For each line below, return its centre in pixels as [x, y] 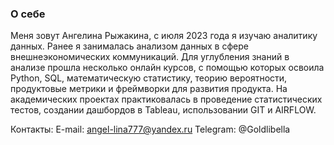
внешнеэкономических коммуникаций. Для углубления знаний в [150, 57]
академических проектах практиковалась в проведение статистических [166, 99]
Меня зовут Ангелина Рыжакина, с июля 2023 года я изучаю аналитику [164, 36]
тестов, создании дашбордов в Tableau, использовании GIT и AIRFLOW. [163, 110]
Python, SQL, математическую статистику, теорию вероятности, [149, 78]
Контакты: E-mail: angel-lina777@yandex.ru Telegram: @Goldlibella [150, 129]
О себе [28, 14]
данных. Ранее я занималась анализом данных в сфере [129, 46]
